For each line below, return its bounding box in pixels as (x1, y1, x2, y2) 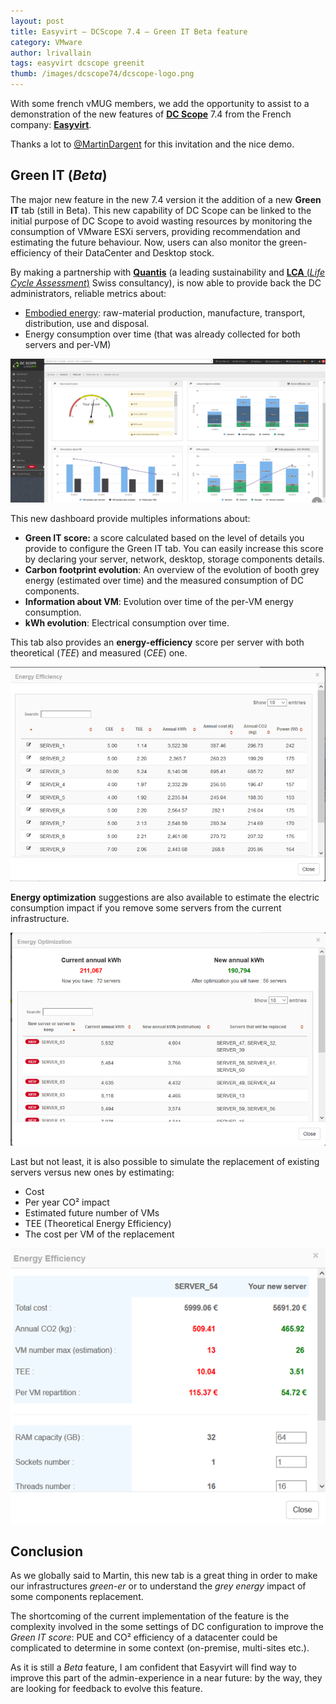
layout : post (10, 16, 65, 26)
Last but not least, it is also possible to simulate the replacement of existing (10, 1155, 320, 1167)
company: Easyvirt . (10, 119, 92, 130)
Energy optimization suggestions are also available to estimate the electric (10, 891, 320, 904)
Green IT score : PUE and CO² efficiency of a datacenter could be (10, 1631, 278, 1644)
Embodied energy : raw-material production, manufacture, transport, (24, 306, 306, 319)
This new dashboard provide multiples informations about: (10, 512, 251, 524)
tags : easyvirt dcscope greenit (10, 58, 145, 69)
